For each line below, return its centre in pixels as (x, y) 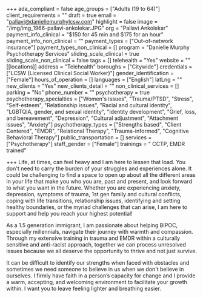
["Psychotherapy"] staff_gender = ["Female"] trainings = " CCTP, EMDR (96, 144)
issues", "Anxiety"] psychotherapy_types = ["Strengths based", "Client (94, 124)
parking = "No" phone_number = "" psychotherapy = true (78, 92)
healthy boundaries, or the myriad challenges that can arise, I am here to (97, 207)
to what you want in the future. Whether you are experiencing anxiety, (94, 188)
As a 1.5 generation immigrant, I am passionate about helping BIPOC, (92, 225)
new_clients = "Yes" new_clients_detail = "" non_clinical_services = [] (93, 86)
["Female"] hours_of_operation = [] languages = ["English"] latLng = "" (94, 79)
